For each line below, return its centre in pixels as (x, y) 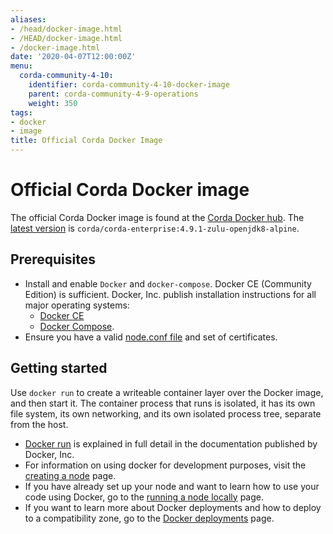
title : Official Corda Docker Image (86, 141)
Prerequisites (53, 259)
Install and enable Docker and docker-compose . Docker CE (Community (168, 283)
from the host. (39, 424)
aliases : (28, 19)
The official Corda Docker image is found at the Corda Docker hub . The (157, 217)
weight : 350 (53, 103)
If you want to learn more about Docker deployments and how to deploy (173, 507)
